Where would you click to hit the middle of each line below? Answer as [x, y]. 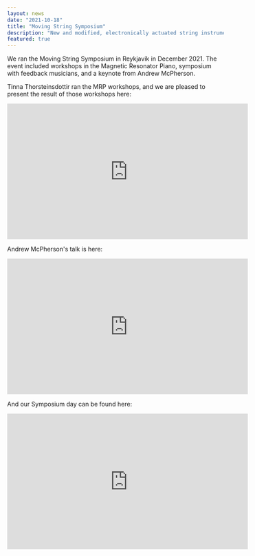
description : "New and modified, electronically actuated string [102, 33]
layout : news [26, 13]
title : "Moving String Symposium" [57, 26]
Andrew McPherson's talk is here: [55, 249]
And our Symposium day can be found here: [70, 404]
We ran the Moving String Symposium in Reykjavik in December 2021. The [112, 59]
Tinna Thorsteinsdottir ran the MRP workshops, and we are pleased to [107, 87]
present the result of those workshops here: [69, 94]
